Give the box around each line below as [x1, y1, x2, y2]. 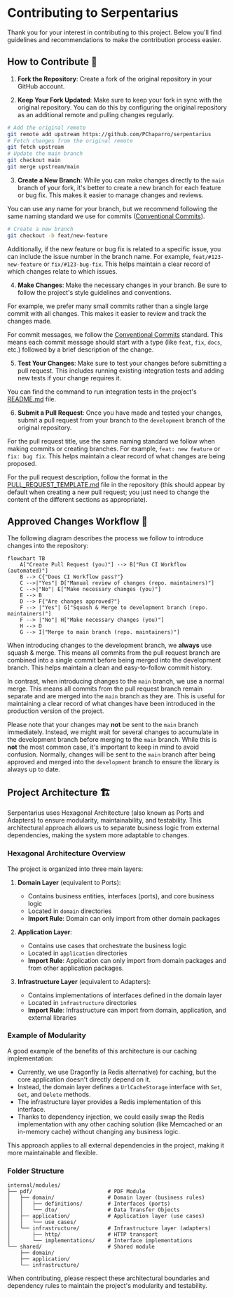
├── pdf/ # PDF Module [7, 1188, 146, 1195]
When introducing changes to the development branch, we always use [7, 641, 212, 650]
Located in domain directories [27, 907, 112, 915]
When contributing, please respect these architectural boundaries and [7, 1274, 210, 1282]
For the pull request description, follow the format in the [7, 472, 168, 481]
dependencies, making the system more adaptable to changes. [7, 831, 189, 839]
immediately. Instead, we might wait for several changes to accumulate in [7, 728, 219, 736]
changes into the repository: [7, 542, 89, 550]
